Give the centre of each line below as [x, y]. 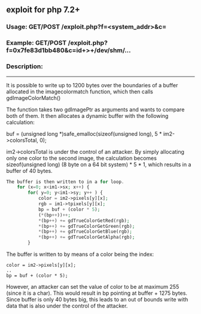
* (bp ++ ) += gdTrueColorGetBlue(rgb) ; [85, 232]
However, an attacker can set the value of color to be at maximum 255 [93, 287]
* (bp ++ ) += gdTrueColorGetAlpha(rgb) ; [86, 237]
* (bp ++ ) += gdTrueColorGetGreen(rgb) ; [86, 226]
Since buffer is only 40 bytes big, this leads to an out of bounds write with [97, 300]
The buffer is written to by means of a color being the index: [80, 254]
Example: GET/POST [36, 43]
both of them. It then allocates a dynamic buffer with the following [87, 115]
